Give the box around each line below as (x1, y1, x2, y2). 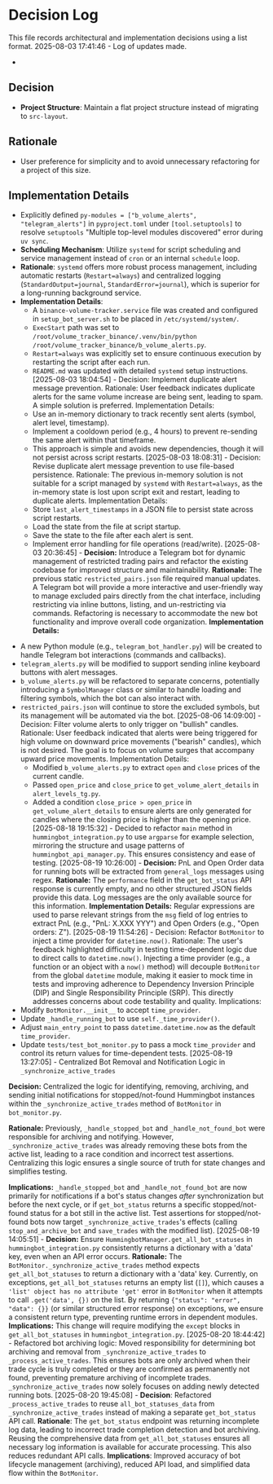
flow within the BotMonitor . (8, 1469, 99, 1478)
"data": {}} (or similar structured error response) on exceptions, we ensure (8, 1304, 263, 1314)
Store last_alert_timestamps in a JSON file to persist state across (32, 504, 254, 514)
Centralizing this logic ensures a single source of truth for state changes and (8, 1158, 266, 1168)
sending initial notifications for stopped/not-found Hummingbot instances (8, 1090, 255, 1100)
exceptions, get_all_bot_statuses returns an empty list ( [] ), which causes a (8, 1278, 265, 1288)
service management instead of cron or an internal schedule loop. (20, 253, 240, 263)
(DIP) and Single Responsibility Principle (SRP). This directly (32, 988, 234, 997)
